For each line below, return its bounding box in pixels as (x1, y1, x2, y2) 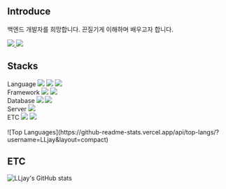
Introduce (7, 6, 51, 17)
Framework (7, 87, 40, 97)
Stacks (7, 60, 38, 72)
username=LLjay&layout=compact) (7, 135, 108, 143)
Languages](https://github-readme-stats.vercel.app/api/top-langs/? (23, 127, 220, 136)
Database (7, 96, 35, 104)
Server (7, 104, 27, 113)
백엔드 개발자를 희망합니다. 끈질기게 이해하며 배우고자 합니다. (7, 24, 174, 34)
